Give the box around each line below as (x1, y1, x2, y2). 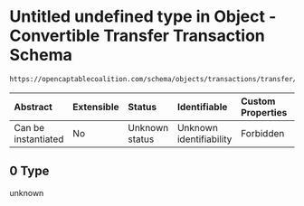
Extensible (71, 100, 119, 113)
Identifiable (176, 100, 228, 113)
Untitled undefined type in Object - (9, 6, 277, 27)
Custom (241, 95, 276, 108)
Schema (9, 45, 72, 65)
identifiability (176, 133, 233, 145)
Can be (14, 121, 45, 134)
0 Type (9, 164, 50, 179)
